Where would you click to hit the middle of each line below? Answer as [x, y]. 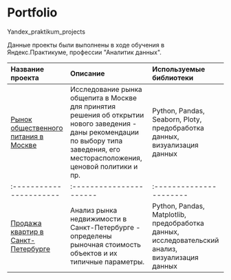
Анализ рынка [93, 210]
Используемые [179, 69]
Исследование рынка [106, 89]
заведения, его [95, 149]
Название [27, 69]
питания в [27, 137]
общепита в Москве [103, 97]
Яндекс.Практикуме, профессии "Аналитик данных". [84, 52]
